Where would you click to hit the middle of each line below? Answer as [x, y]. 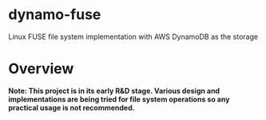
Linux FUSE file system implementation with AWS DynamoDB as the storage [133, 37]
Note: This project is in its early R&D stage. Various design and [114, 91]
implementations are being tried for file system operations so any [119, 99]
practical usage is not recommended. [71, 107]
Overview [41, 69]
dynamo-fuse [55, 15]
